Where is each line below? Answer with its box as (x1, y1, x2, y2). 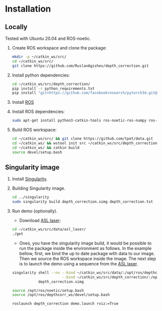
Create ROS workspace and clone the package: (12, 45, 107, 50)
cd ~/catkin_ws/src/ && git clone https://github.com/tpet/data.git (12, 136, 153, 141)
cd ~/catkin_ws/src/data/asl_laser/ (12, 227, 86, 232)
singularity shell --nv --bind (12, 270, 75, 275)
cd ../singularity (12, 195, 49, 200)
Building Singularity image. (12, 185, 66, 191)
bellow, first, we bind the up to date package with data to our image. (19, 250, 155, 256)
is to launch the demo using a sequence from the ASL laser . (19, 261, 138, 266)
